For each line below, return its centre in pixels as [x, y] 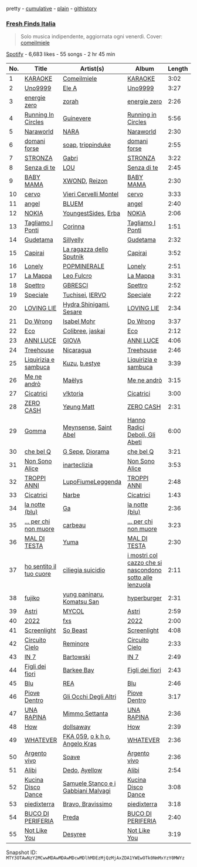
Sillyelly [73, 240]
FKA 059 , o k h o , [86, 736]
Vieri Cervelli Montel [91, 194]
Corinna [74, 227]
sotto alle [140, 577]
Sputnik [73, 257]
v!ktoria [73, 394]
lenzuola [139, 585]
